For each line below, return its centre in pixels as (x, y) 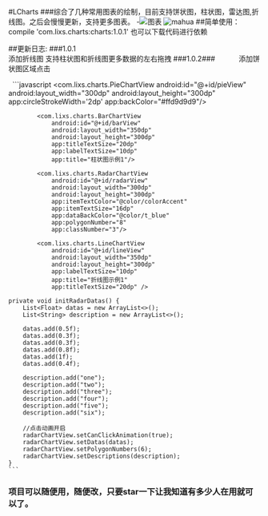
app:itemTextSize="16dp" (92, 208)
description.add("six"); (64, 413)
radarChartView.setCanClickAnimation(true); (98, 435)
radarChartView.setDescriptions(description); (102, 456)
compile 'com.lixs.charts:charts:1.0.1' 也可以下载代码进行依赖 (108, 32)
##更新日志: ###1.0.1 (42, 49)
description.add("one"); (64, 378)
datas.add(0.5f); (52, 329)
